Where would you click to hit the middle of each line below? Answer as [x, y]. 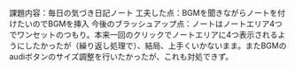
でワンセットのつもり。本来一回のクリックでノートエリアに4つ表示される [144, 35]
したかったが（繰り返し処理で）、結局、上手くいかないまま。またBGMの [155, 45]
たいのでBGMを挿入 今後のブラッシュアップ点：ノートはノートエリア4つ [149, 24]
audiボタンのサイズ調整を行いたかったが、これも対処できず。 [121, 56]
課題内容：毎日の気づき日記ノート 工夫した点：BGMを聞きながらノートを [144, 13]
